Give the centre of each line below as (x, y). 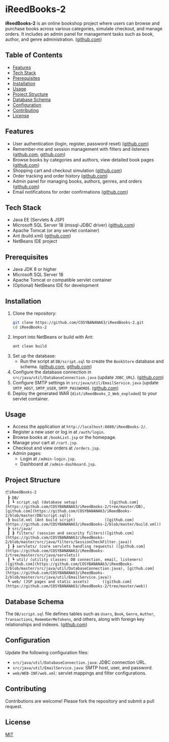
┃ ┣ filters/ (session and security (46, 533)
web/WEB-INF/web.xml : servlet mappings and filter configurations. (79, 673)
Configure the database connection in (52, 372)
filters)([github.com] (110, 533)
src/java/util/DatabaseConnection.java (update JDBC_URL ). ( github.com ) (88, 377)
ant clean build (30, 346)
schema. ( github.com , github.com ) (56, 366)
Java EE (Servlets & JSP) (38, 220)
